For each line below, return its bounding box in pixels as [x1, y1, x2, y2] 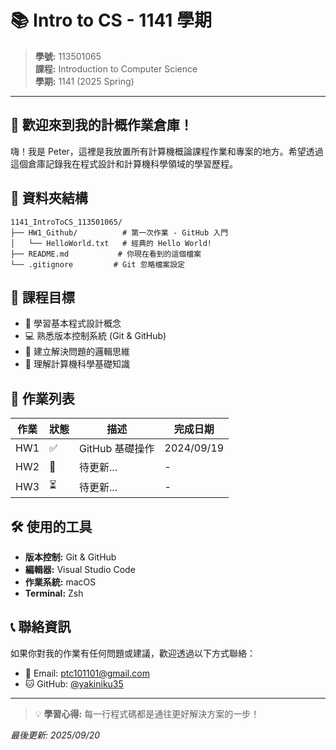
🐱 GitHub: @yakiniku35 [24, 677, 124, 690]
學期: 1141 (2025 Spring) [34, 75, 135, 87]
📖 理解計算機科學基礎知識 [24, 358, 130, 370]
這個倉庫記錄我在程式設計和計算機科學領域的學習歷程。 [10, 157, 238, 170]
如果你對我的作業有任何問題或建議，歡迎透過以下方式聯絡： [10, 647, 256, 659]
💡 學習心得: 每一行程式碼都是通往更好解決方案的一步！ [34, 707, 260, 720]
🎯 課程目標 [10, 289, 75, 306]
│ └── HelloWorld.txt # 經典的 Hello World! [10, 238, 213, 248]
